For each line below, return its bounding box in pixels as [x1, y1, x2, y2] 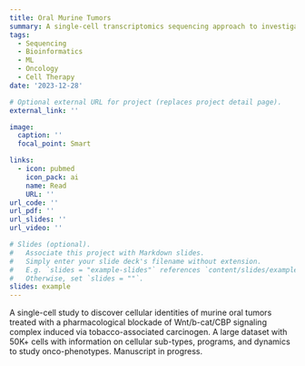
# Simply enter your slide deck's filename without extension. [9, 257, 261, 266]
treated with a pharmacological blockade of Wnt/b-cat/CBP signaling [9, 317, 268, 328]
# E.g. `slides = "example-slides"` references [9, 265, 202, 274]
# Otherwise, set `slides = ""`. [9, 274, 144, 283]
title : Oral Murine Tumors [9, 13, 112, 23]
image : [9, 122, 34, 132]
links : [9, 156, 34, 165]
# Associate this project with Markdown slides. [9, 248, 205, 258]
